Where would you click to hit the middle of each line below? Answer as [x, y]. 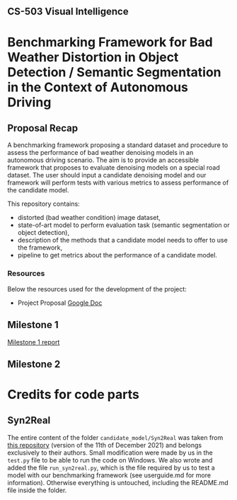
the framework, [40, 248]
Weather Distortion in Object [93, 57]
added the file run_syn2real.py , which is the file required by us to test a [111, 467]
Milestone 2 [34, 364]
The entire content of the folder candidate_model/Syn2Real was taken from [115, 437]
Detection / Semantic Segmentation [114, 72]
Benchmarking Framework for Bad [110, 42]
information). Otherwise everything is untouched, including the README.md [118, 482]
